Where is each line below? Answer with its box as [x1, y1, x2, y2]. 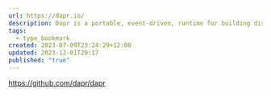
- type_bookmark [15, 34, 70, 42]
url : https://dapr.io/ [8, 11, 85, 20]
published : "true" [8, 57, 70, 65]
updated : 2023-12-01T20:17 [8, 49, 99, 57]
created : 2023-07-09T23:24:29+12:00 [8, 42, 131, 50]
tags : [8, 26, 27, 34]
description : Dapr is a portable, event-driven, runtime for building [8, 19, 251, 27]
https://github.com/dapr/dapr [8, 78, 106, 88]
